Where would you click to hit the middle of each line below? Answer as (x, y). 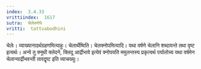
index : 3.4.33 (25, 12)
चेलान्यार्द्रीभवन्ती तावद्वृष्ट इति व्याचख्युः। (43, 59)
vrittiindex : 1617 (31, 17)
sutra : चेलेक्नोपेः (24, 23)
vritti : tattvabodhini (36, 28)
